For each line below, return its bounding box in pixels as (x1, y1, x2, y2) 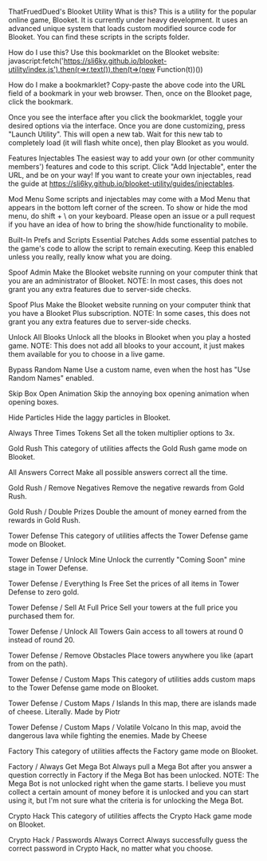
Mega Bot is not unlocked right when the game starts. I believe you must (8, 779, 246, 788)
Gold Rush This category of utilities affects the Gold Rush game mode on (8, 444, 248, 453)
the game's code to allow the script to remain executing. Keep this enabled (8, 243, 253, 253)
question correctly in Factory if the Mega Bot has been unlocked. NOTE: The (8, 770, 259, 780)
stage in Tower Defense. (8, 563, 88, 573)
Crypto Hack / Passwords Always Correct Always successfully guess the (8, 835, 248, 844)
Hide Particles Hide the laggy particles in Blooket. (8, 413, 171, 422)
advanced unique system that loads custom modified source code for (8, 24, 237, 33)
